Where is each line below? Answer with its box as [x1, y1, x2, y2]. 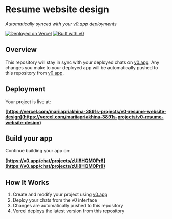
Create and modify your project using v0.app [12, 191, 107, 198]
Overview [5, 45, 37, 54]
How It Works [5, 178, 50, 187]
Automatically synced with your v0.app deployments [5, 21, 117, 27]
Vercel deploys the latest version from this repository [12, 208, 125, 214]
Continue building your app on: [5, 148, 71, 154]
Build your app [5, 134, 53, 143]
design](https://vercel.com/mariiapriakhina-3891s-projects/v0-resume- [5, 114, 164, 120]
